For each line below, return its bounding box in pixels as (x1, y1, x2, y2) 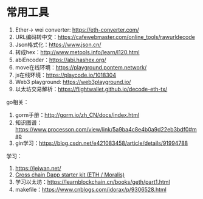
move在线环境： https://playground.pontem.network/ (15, 63, 147, 71)
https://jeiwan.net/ (15, 164, 61, 172)
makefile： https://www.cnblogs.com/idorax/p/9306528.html (15, 186, 167, 193)
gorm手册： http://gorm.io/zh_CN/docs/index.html (15, 111, 140, 119)
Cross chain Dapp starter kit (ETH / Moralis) (15, 171, 125, 178)
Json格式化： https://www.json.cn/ (15, 41, 101, 48)
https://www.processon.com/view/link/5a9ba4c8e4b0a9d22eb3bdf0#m (15, 125, 198, 133)
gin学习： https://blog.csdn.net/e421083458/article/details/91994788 (15, 139, 188, 147)
